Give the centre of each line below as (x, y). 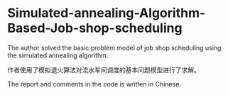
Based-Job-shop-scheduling (95, 28)
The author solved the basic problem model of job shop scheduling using (114, 47)
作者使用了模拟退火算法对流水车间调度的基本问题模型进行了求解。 (104, 69)
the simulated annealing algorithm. (58, 55)
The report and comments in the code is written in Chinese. (94, 84)
